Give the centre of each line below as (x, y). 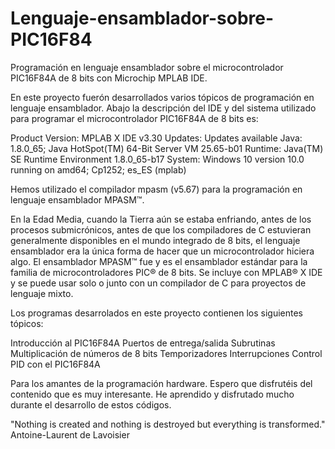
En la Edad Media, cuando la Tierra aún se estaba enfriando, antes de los (161, 219)
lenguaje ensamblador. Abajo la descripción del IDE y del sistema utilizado (163, 108)
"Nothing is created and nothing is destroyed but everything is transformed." (168, 424)
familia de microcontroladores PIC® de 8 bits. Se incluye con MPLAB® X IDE (166, 272)
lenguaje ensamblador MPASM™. (77, 199)
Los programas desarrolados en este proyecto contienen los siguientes (157, 313)
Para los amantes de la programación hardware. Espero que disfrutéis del (161, 383)
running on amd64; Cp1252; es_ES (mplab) (98, 169)
